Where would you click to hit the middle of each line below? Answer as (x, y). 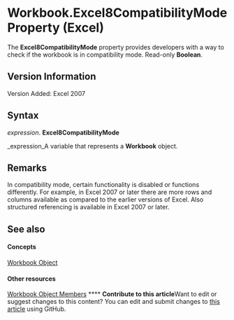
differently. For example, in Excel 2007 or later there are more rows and (110, 192)
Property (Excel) (56, 28)
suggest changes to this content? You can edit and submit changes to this (114, 302)
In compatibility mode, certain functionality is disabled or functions (103, 185)
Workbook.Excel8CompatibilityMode (117, 13)
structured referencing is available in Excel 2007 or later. (88, 207)
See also (26, 229)
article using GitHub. (37, 309)
